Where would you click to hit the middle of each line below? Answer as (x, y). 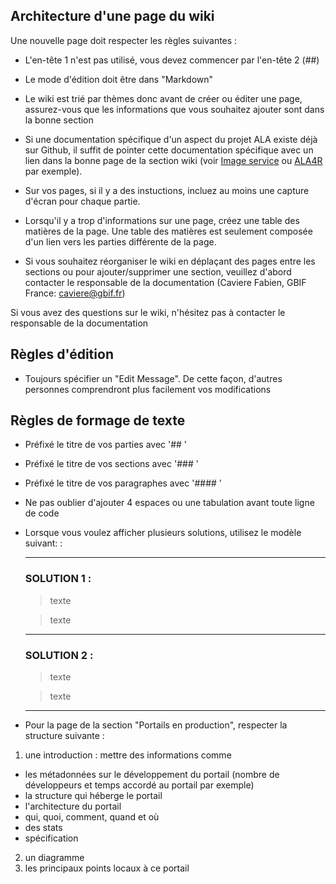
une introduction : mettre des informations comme (128, 755)
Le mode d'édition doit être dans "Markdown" (119, 79)
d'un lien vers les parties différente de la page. (120, 241)
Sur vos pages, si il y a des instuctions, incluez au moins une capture (167, 190)
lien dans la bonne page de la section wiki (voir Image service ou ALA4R (173, 160)
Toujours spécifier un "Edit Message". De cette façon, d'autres (153, 378)
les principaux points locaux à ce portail (107, 868)
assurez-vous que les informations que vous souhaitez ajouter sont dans (174, 109)
